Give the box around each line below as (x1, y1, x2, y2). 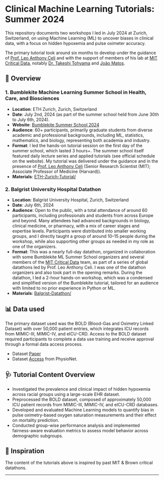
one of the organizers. (12, 243, 57, 250)
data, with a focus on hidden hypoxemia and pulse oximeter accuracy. (5, 40, 146, 46)
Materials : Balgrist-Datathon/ (12, 290, 72, 296)
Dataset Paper (12, 351, 41, 356)
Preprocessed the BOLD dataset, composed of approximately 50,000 (12, 397, 151, 402)
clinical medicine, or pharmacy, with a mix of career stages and (12, 223, 140, 229)
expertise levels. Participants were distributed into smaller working (12, 228, 146, 234)
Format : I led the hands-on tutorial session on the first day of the (12, 143, 143, 148)
